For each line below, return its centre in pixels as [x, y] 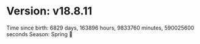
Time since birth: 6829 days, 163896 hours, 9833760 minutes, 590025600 [100, 28]
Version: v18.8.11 [49, 11]
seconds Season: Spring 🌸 [40, 34]
